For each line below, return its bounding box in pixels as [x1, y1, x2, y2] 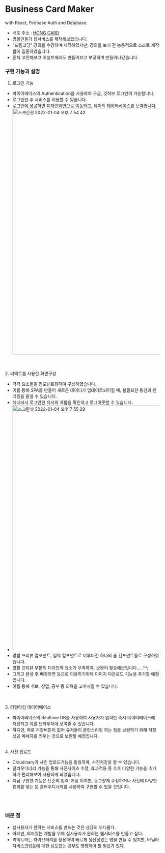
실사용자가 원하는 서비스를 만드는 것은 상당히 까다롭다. [12, 824, 116, 830]
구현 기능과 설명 [5, 68, 40, 75]
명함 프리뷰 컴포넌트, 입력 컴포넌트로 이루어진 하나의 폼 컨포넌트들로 [12, 653, 142, 659]
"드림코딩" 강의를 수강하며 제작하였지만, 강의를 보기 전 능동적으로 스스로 [12, 42, 150, 48]
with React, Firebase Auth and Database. [5, 20, 88, 26]
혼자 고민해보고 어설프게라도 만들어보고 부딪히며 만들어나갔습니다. [12, 54, 138, 60]
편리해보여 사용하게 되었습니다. [21, 771, 81, 778]
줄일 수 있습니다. [25, 394, 57, 399]
